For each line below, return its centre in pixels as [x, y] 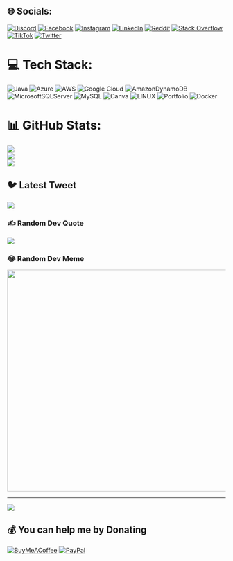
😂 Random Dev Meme [46, 258]
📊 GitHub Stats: [54, 125]
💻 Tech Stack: [50, 64]
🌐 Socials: [30, 11]
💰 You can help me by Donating [77, 530]
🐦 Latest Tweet [42, 185]
